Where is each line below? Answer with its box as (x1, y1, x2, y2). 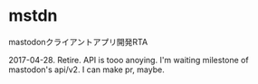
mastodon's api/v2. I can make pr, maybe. (8, 64, 165, 75)
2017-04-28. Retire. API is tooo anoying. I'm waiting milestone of (8, 54, 250, 65)
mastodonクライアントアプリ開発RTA (8, 36, 148, 47)
